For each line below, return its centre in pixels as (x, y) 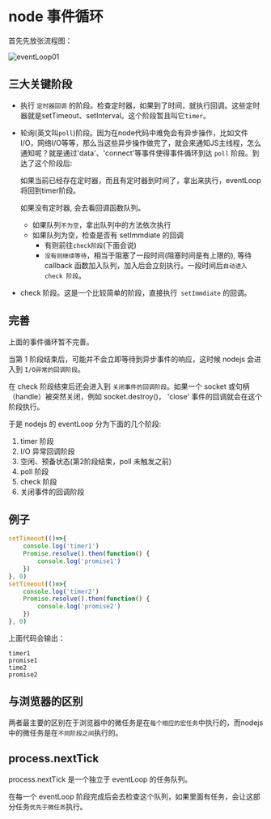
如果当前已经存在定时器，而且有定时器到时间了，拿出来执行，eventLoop (140, 180)
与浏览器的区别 (46, 702)
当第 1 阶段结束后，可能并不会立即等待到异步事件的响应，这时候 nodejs (127, 359)
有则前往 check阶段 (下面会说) (91, 245)
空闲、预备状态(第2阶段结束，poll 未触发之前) (96, 461)
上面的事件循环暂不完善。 (51, 342)
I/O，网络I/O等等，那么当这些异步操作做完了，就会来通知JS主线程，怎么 (140, 143)
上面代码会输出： (37, 638)
